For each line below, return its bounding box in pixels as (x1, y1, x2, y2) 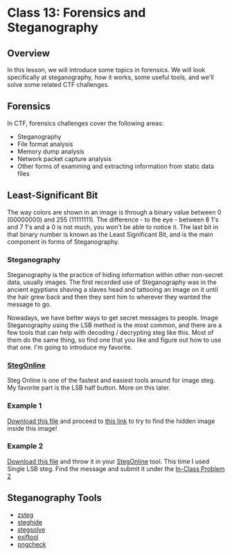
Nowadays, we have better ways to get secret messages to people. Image (7, 313, 218, 322)
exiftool (17, 533, 39, 541)
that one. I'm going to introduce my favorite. (7, 342, 133, 351)
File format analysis (17, 140, 73, 148)
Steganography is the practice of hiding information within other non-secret (7, 270, 223, 279)
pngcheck (17, 540, 46, 548)
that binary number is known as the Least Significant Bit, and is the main (7, 230, 213, 238)
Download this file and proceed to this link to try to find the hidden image (7, 417, 215, 425)
